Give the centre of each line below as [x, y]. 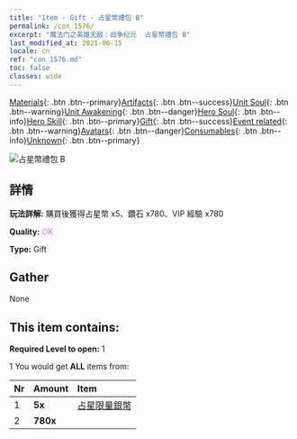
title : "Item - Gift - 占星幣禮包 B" [76, 18]
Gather [29, 277]
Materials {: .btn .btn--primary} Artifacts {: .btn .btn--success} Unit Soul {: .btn [149, 102]
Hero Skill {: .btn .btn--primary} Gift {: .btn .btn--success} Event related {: [157, 121]
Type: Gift [28, 249]
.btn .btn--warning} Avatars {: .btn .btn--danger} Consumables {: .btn [134, 131]
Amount [51, 389]
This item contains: [64, 327]
